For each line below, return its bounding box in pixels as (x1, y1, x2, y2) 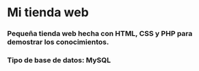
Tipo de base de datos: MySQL (7, 55, 111, 65)
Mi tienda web (7, 5, 89, 20)
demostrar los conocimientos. (7, 37, 109, 47)
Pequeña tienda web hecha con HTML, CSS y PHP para (7, 29, 193, 39)
